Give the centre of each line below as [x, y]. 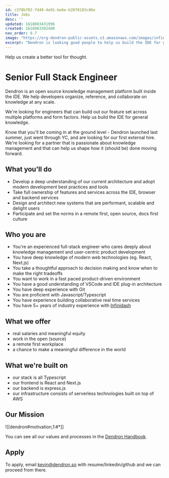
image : [12, 38]
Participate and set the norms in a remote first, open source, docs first [85, 213]
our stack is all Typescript [39, 377]
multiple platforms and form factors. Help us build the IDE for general [77, 117]
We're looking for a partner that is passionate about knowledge [70, 143]
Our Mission [25, 415]
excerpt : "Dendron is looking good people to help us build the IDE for [83, 43]
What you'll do [28, 169]
